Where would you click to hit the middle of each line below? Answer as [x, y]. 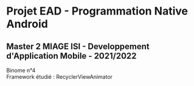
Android [27, 24]
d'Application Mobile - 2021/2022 [71, 56]
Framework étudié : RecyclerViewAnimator [60, 77]
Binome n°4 [21, 70]
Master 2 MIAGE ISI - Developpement [78, 46]
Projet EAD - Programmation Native [97, 11]
